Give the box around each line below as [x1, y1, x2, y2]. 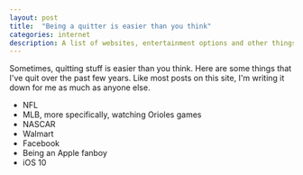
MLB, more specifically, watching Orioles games [22, 109, 202, 120]
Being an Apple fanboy [22, 148, 108, 159]
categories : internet [9, 30, 91, 39]
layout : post [9, 13, 59, 23]
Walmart [22, 128, 54, 140]
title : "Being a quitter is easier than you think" [9, 22, 212, 31]
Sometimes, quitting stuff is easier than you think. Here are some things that [9, 63, 292, 74]
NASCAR [22, 119, 56, 130]
